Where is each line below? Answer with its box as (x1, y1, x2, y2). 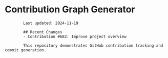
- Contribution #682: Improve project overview (23, 34, 127, 39)
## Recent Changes (23, 29, 62, 34)
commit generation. (5, 47, 47, 52)
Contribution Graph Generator (5, 4, 135, 15)
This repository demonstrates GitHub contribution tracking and (23, 43, 163, 48)
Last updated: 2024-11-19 (23, 21, 79, 26)
